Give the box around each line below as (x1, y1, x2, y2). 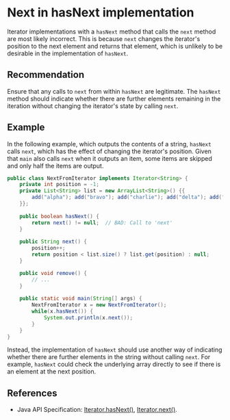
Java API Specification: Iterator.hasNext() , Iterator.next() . (16, 406, 178, 414)
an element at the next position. (7, 367, 97, 376)
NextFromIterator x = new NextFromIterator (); (31, 302, 167, 309)
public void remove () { (19, 270, 88, 276)
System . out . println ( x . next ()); (43, 314, 133, 321)
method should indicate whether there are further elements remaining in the (7, 94, 221, 103)
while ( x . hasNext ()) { (31, 308, 94, 315)
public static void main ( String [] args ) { (19, 296, 142, 302)
